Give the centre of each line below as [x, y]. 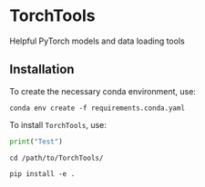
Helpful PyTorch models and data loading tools [97, 41]
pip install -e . [42, 173]
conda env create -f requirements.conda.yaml [97, 108]
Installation [42, 69]
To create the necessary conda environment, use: [102, 91]
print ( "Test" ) [36, 142]
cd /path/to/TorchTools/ [56, 158]
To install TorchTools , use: [58, 124]
